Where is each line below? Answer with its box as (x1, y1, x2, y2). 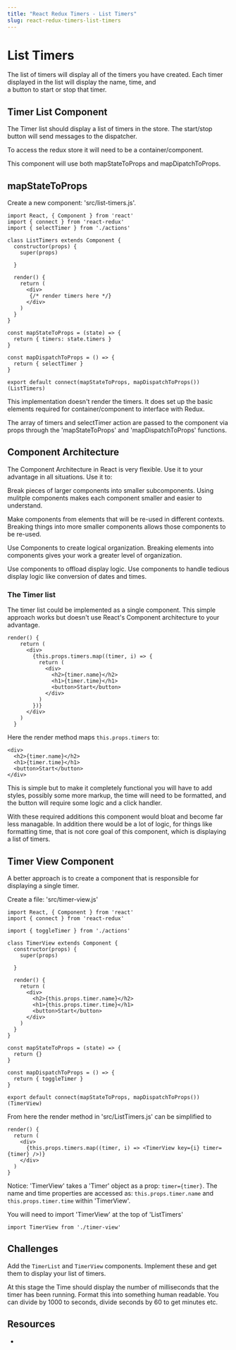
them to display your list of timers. (7, 1269, 106, 1277)
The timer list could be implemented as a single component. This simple (7, 606, 216, 614)
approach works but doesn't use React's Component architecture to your (7, 613, 220, 622)
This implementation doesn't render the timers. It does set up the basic (7, 398, 213, 406)
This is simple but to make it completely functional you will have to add (7, 784, 213, 792)
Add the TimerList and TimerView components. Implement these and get (7, 1261, 217, 1270)
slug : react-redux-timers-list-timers (7, 17, 121, 24)
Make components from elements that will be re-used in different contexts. (7, 515, 225, 523)
